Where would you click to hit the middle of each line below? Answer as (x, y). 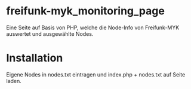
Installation (35, 58)
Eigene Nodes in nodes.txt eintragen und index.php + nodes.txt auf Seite (96, 74)
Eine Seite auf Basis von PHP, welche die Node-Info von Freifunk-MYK (93, 27)
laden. (14, 81)
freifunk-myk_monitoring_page (86, 11)
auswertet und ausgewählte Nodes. (50, 33)
